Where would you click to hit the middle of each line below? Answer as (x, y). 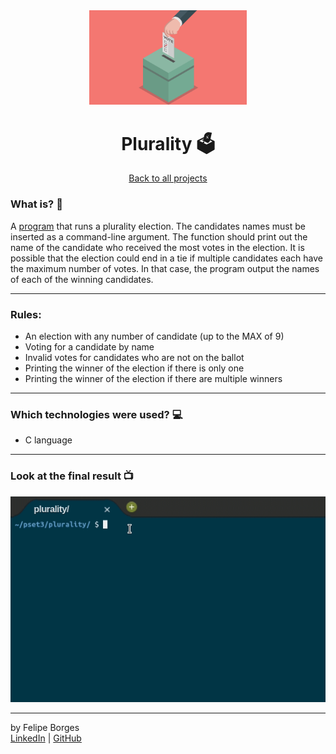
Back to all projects (168, 178)
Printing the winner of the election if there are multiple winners (153, 378)
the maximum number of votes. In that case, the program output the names (165, 268)
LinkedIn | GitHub (46, 738)
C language (48, 440)
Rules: (26, 314)
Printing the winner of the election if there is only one (134, 368)
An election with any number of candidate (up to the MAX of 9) (154, 336)
